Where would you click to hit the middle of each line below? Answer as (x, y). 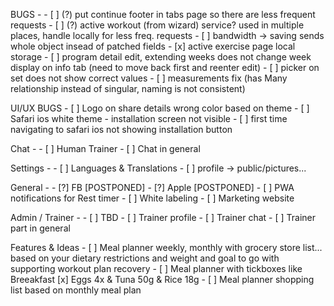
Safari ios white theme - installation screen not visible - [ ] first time (149, 118)
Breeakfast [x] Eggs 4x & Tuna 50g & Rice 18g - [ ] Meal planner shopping (162, 279)
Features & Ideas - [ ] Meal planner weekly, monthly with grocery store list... (166, 247)
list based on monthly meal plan (76, 290)
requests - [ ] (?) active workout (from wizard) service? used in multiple (157, 25)
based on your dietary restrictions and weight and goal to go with (145, 258)
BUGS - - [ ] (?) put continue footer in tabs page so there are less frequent (163, 14)
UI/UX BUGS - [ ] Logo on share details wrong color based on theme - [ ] (160, 108)
